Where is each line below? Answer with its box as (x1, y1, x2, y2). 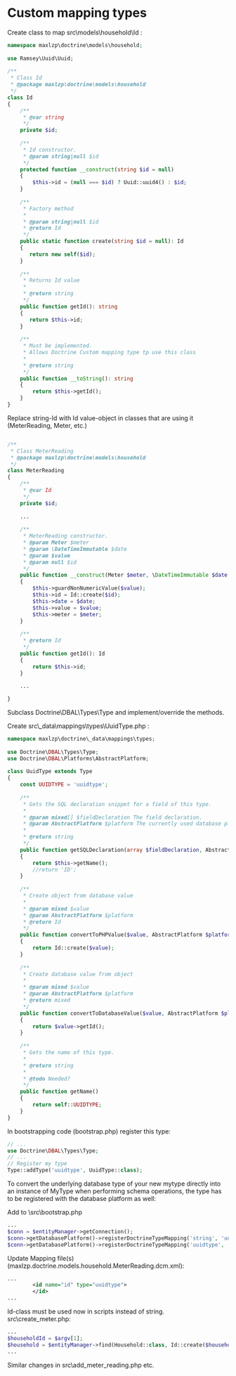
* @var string (22, 114, 65, 121)
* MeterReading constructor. (22, 533, 109, 540)
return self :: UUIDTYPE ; (32, 1101, 102, 1108)
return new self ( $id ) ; (29, 251, 96, 258)
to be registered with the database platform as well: (7, 1195, 157, 1203)
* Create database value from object (22, 971, 133, 978)
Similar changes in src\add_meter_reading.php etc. (7, 1361, 155, 1369)
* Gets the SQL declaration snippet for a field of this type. (22, 800, 212, 807)
